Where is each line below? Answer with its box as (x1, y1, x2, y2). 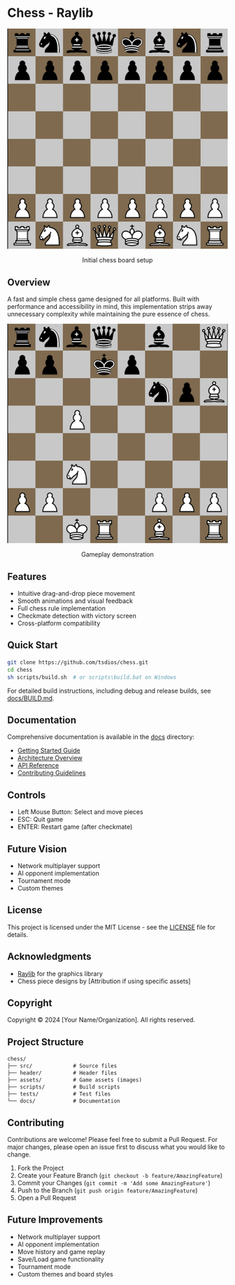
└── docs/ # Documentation (7, 1098, 120, 1105)
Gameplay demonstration (81, 550, 154, 559)
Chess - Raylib (7, 5, 94, 21)
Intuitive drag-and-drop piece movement (17, 590, 135, 598)
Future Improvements (7, 1214, 104, 1226)
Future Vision (7, 843, 67, 855)
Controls (7, 789, 46, 801)
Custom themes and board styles (17, 1270, 113, 1278)
